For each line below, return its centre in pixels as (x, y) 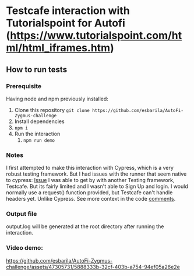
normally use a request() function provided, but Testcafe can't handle (89, 193)
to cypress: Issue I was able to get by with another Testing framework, (90, 180)
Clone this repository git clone (52, 110)
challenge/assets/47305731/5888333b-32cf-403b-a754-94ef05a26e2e (93, 267)
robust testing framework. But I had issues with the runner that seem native (96, 174)
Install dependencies (40, 121)
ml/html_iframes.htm (58, 48)
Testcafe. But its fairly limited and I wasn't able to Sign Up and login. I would (97, 186)
